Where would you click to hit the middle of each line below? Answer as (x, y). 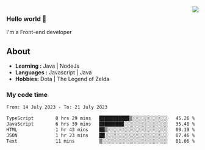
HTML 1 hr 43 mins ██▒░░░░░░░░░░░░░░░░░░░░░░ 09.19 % (101, 130)
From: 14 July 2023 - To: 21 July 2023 (57, 107)
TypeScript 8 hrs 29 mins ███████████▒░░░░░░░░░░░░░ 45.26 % (101, 118)
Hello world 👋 (27, 19)
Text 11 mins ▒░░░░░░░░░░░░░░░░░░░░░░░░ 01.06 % (101, 141)
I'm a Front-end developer (39, 32)
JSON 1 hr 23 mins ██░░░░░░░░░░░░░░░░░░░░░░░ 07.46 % (101, 135)
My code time (27, 95)
